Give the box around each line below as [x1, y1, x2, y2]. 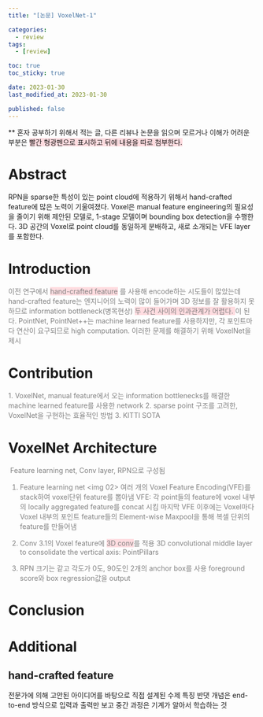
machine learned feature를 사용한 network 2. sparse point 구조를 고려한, [8, 401, 239, 410]
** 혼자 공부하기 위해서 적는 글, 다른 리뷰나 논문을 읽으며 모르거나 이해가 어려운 [8, 128, 250, 137]
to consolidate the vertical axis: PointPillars [19, 548, 159, 557]
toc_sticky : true [8, 69, 65, 77]
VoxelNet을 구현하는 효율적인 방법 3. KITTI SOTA [8, 411, 161, 420]
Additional [8, 638, 77, 656]
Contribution [8, 364, 94, 382]
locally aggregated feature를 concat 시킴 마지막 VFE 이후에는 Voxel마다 [28, 502, 254, 512]
